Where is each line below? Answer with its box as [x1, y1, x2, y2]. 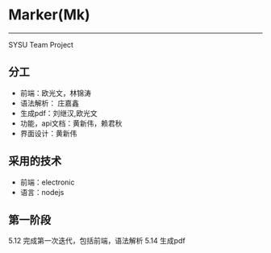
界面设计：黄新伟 [19, 128, 77, 138]
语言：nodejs [19, 187, 65, 197]
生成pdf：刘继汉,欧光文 [19, 108, 98, 118]
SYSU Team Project [8, 39, 74, 49]
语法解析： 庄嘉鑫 [19, 98, 79, 108]
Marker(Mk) [8, 6, 90, 24]
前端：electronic [19, 177, 75, 187]
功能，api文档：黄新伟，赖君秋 [19, 118, 123, 128]
